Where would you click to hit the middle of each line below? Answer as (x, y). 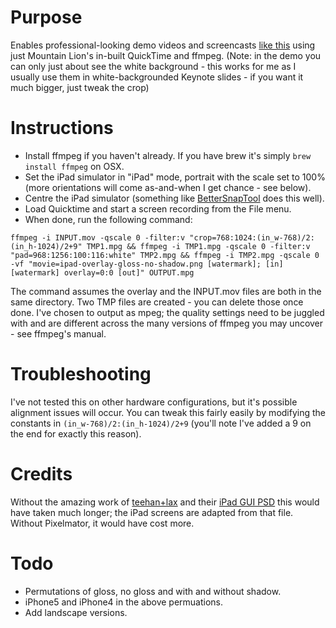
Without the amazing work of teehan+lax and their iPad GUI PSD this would (165, 502)
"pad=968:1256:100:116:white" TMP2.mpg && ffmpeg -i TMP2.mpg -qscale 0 (165, 255)
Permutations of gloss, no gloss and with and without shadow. (153, 591)
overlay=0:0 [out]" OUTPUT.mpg (129, 272)
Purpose (46, 17)
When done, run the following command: (108, 219)
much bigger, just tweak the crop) (80, 87)
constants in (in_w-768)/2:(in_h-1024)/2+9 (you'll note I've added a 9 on (161, 423)
